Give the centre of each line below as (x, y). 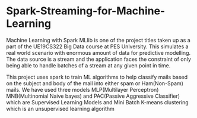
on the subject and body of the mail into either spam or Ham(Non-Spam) (95, 83)
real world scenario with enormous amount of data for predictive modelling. (99, 52)
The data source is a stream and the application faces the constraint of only (99, 59)
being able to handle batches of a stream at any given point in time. (88, 65)
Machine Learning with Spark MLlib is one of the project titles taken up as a (99, 40)
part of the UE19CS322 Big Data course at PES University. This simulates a (97, 46)
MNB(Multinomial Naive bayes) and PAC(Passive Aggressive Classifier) (93, 96)
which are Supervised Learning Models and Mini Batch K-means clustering (97, 102)
